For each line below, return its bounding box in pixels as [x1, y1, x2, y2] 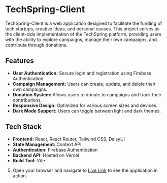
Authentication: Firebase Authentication [12, 147, 98, 153]
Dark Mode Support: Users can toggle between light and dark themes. [12, 107, 161, 114]
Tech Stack [5, 123, 42, 131]
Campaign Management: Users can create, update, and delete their [12, 81, 156, 87]
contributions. [12, 97, 42, 103]
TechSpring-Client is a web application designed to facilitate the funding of [5, 20, 162, 26]
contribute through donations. [5, 42, 68, 48]
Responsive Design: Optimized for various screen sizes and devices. [12, 102, 158, 108]
